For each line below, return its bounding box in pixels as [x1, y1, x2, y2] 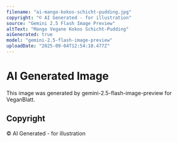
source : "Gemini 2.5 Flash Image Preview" [6, 20, 115, 26]
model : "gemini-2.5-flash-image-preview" [6, 37, 113, 43]
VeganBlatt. [6, 96, 35, 103]
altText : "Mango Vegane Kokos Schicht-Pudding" [6, 26, 129, 32]
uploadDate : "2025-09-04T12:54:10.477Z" [6, 43, 111, 49]
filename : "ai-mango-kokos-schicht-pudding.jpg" [6, 9, 132, 15]
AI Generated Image [6, 69, 109, 83]
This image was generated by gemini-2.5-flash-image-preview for [6, 89, 172, 96]
